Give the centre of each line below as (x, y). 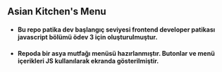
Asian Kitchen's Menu (57, 12)
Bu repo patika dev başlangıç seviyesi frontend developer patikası (116, 29)
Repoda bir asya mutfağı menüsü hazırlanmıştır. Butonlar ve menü (116, 53)
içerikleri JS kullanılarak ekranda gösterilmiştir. (88, 61)
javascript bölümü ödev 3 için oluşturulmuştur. (87, 37)
